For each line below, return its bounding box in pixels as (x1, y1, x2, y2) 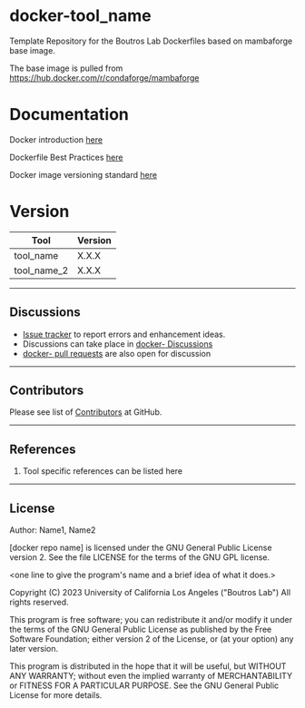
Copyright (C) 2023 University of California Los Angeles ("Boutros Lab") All (9, 587, 291, 598)
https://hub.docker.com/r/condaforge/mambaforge (9, 72, 200, 83)
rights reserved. (9, 596, 70, 608)
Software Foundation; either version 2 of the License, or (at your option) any (9, 634, 294, 644)
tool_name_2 (14, 264, 69, 277)
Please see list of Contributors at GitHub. (9, 407, 162, 418)
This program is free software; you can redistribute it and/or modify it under (9, 615, 293, 625)
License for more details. (9, 690, 103, 701)
